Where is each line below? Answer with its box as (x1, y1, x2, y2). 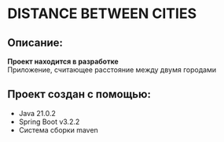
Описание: (7, 36, 64, 49)
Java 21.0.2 (18, 108, 57, 118)
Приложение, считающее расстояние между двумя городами (7, 65, 217, 75)
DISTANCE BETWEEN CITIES (7, 5, 197, 23)
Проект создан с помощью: (7, 88, 151, 101)
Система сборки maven (18, 125, 99, 134)
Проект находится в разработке (7, 56, 119, 66)
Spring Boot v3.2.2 (18, 117, 80, 126)
